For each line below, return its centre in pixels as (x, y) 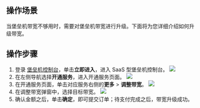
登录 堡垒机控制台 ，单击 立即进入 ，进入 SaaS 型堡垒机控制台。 (91, 69)
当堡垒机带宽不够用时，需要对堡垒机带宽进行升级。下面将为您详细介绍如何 (98, 26)
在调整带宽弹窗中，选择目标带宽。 (57, 91)
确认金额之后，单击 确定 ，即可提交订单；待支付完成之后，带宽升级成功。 (104, 99)
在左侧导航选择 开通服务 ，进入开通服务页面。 (70, 77)
